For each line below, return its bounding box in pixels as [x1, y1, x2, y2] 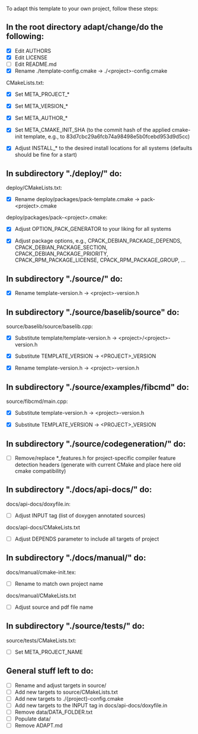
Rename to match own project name [14, 580, 104, 587]
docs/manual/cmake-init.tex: [6, 568, 76, 576]
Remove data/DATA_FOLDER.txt [14, 708, 93, 716]
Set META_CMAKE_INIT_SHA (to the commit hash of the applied [14, 126, 171, 134]
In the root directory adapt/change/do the [6, 22, 164, 32]
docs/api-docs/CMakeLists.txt [6, 523, 80, 530]
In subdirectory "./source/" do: [6, 274, 123, 284]
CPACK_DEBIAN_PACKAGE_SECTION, [14, 244, 108, 251]
